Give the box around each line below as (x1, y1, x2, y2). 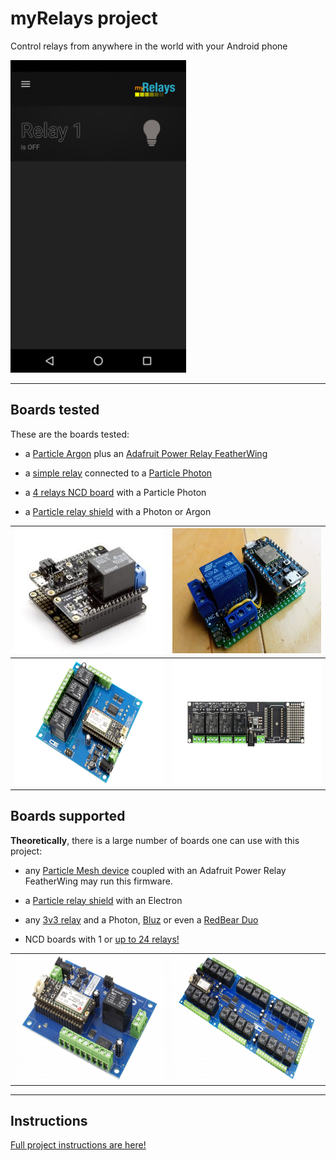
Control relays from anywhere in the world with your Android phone (10, 40, 288, 52)
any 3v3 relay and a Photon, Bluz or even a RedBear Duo (24, 913, 259, 926)
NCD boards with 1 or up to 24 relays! (24, 933, 180, 945)
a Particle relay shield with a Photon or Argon (24, 505, 212, 517)
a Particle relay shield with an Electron (24, 894, 183, 906)
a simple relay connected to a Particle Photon (24, 467, 213, 479)
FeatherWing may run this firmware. (24, 875, 173, 887)
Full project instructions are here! (10, 1139, 147, 1151)
